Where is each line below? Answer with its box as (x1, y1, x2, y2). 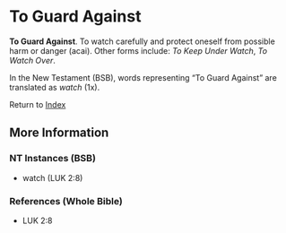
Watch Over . (9, 55, 56, 65)
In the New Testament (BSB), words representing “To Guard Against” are (9, 72, 278, 82)
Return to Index (9, 99, 66, 109)
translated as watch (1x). (9, 82, 100, 92)
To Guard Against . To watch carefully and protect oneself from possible (9, 36, 275, 47)
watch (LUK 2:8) (22, 172, 83, 183)
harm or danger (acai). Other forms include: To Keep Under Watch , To (9, 45, 267, 56)
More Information (9, 125, 109, 141)
